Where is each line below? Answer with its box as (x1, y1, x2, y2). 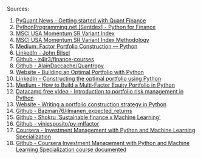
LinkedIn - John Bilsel (15, 49, 70, 56)
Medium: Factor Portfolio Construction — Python (15, 42, 138, 50)
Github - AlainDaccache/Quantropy (15, 62, 104, 69)
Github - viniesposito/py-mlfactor (15, 120, 100, 127)
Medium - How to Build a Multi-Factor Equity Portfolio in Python (15, 81, 175, 89)
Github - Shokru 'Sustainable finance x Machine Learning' (15, 113, 161, 121)
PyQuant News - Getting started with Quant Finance (15, 17, 146, 24)
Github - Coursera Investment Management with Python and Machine (15, 140, 190, 146)
